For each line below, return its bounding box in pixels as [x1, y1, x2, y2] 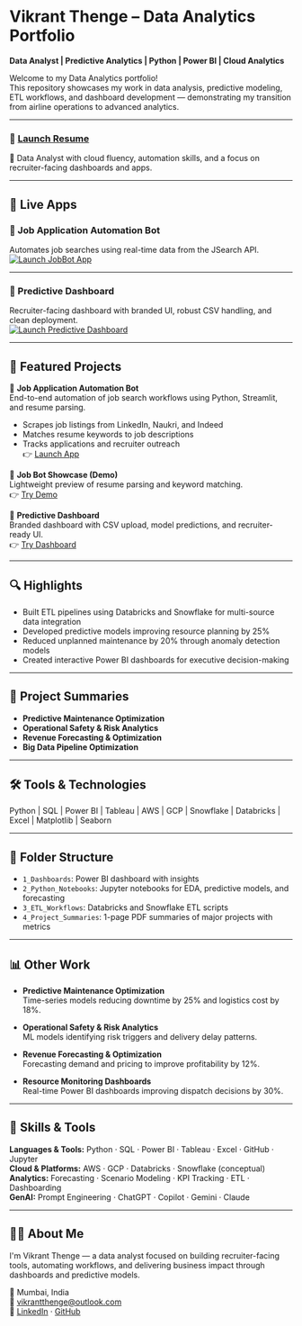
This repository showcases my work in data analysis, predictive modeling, [9, 82, 283, 93]
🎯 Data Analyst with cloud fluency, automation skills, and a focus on [9, 153, 261, 164]
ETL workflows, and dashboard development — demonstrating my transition [9, 92, 292, 103]
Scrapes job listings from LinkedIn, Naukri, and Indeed [22, 419, 224, 430]
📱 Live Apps [9, 196, 77, 212]
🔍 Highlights [9, 578, 83, 593]
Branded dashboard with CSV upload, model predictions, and [9, 519, 236, 530]
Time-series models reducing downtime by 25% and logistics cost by [22, 995, 280, 1006]
